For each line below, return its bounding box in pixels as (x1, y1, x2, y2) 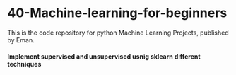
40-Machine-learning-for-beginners (7, 5, 228, 21)
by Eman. (7, 35, 35, 44)
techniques (7, 59, 42, 68)
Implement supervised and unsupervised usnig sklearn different (7, 52, 201, 61)
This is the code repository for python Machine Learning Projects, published (7, 28, 229, 37)
